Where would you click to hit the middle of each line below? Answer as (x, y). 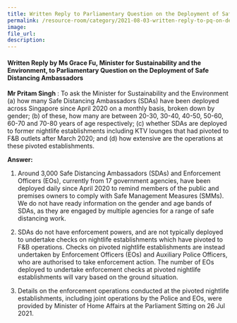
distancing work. (42, 218)
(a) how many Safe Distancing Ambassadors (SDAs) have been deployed (113, 101)
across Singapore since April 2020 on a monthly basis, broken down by (111, 108)
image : (17, 27)
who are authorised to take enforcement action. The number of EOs (116, 262)
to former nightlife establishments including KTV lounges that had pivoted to (118, 131)
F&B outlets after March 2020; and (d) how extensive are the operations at (115, 139)
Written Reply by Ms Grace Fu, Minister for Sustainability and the (104, 63)
